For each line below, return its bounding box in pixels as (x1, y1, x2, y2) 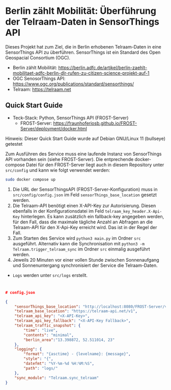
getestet (5, 141, 23, 147)
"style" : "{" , (23, 356, 53, 361)
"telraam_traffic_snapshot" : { (14, 323, 81, 328)
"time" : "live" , (23, 328, 58, 333)
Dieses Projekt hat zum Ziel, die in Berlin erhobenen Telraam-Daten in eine (5, 43, 161, 50)
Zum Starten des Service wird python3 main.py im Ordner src (12, 235, 141, 241)
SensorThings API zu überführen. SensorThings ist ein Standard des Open (5, 49, 161, 55)
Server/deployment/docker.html (20, 125, 88, 131)
